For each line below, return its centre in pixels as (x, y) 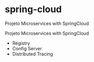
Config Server (27, 48)
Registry (21, 43)
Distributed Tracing (33, 54)
